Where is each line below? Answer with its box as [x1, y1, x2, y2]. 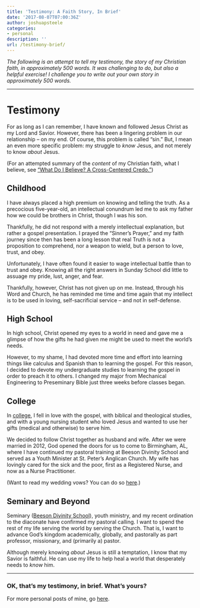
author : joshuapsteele [7, 20, 63, 26]
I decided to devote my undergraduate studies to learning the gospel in [7, 366, 180, 373]
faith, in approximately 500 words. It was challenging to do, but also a [7, 64, 179, 71]
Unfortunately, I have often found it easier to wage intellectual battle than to [7, 259, 192, 267]
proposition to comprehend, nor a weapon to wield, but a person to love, [7, 242, 183, 249]
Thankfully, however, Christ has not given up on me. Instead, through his [7, 284, 184, 291]
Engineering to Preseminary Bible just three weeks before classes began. [7, 379, 186, 386]
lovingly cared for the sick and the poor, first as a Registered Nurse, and [7, 461, 183, 468]
